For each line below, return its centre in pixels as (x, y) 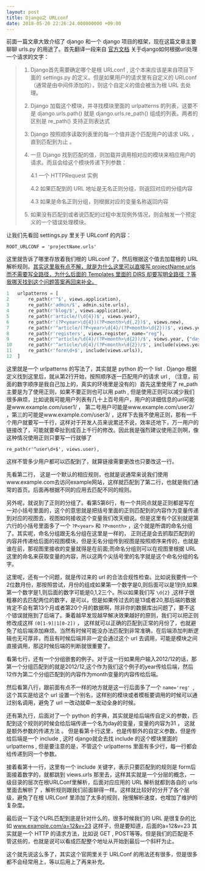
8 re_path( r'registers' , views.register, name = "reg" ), (86, 334)
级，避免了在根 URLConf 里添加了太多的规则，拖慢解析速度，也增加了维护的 (102, 797)
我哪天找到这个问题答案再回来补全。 (52, 282)
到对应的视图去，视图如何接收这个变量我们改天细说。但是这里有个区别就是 (100, 518)
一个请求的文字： (28, 57)
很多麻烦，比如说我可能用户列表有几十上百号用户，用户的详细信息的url (95, 399)
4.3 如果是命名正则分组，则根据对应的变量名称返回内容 (99, 202)
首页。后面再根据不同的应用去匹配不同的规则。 (76, 489)
